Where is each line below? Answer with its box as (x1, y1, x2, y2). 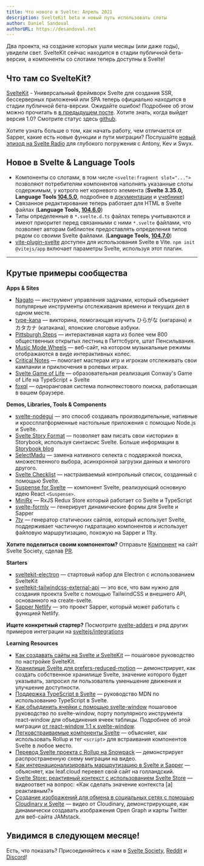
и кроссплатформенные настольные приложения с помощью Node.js (15, 419, 196, 426)
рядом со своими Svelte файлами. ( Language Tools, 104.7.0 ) (15, 232, 172, 239)
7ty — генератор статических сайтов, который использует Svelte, (15, 515, 186, 523)
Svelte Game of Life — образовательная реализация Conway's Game (15, 369, 192, 377)
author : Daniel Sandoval (6, 20, 69, 26)
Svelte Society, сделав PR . (6, 547, 74, 554)
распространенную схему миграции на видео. (15, 755, 137, 762)
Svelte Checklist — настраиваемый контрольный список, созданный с (15, 470, 197, 478)
